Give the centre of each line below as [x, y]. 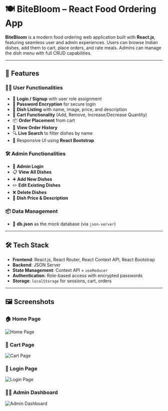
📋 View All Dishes [32, 172]
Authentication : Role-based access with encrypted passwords [77, 276]
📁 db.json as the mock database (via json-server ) [64, 224]
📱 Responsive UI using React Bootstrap [53, 140]
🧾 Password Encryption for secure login [54, 104]
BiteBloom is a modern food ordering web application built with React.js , [80, 37]
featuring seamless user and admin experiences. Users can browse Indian [82, 42]
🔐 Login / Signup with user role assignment [57, 99]
